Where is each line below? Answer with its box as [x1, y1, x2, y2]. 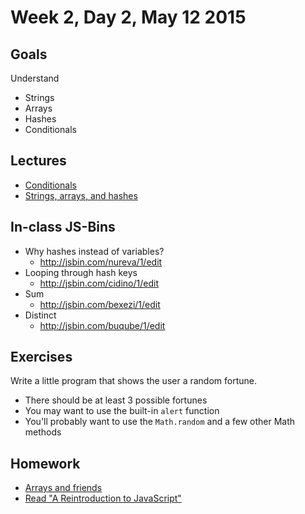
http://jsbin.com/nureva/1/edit [39, 256, 163, 268]
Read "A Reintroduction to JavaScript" [24, 492, 182, 505]
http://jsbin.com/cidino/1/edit [39, 277, 159, 289]
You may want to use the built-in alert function [24, 405, 220, 417]
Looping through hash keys [24, 266, 138, 278]
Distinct [24, 309, 57, 321]
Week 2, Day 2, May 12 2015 [10, 6, 247, 29]
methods [24, 426, 62, 438]
